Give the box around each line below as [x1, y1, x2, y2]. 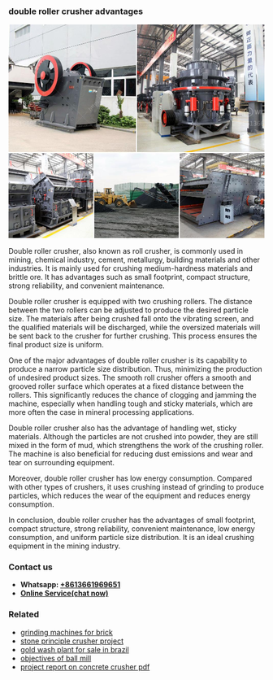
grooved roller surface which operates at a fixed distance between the [8, 381, 244, 391]
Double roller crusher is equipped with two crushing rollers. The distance [8, 296, 253, 306]
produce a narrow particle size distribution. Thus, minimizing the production [8, 364, 262, 373]
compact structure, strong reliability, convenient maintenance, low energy [8, 523, 255, 534]
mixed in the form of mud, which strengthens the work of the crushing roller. [8, 440, 264, 450]
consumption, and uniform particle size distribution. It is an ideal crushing [8, 532, 254, 542]
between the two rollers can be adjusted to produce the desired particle [8, 305, 249, 315]
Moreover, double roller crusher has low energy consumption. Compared [8, 473, 253, 483]
